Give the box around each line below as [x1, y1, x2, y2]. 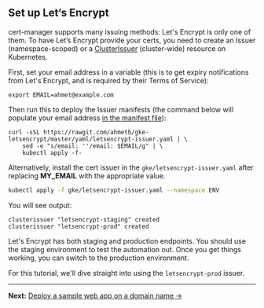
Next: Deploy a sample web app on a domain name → [8, 291, 183, 300]
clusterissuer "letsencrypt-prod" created [8, 222, 149, 230]
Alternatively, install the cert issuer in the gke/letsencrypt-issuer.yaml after [8, 163, 254, 172]
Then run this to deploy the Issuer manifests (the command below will [8, 104, 234, 114]
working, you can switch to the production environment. [8, 253, 189, 262]
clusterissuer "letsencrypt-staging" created [8, 215, 159, 223]
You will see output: [8, 200, 72, 210]
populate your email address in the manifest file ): [8, 113, 167, 123]
